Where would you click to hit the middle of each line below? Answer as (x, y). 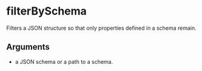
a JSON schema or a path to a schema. (64, 61)
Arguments (28, 47)
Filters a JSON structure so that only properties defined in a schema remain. (102, 28)
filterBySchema (46, 11)
